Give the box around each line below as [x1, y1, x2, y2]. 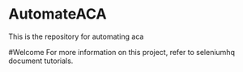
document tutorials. [8, 56, 74, 66]
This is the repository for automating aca [8, 32, 144, 41]
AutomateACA [8, 5, 107, 23]
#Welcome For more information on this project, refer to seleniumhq [8, 47, 235, 57]
